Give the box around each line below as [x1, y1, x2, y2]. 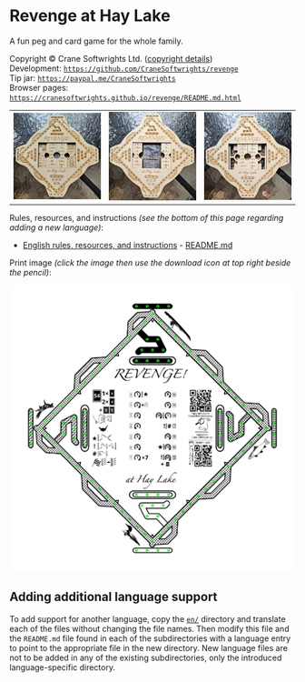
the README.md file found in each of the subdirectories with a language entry [9, 633, 291, 644]
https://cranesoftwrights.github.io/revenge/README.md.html [9, 93, 242, 103]
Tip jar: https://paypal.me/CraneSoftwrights [9, 72, 176, 83]
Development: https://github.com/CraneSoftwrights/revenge [9, 63, 239, 74]
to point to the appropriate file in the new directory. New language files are [9, 642, 289, 653]
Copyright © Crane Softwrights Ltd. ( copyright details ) [9, 53, 213, 64]
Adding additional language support [9, 589, 218, 605]
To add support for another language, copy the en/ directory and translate [9, 613, 286, 624]
